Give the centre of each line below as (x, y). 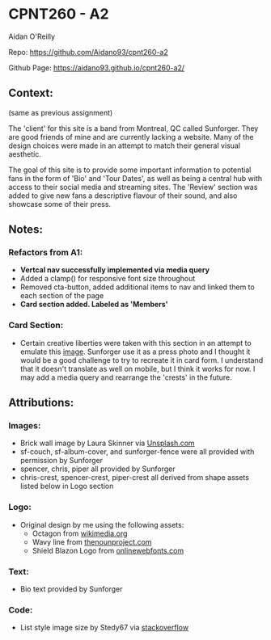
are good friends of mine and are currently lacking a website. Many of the (131, 137)
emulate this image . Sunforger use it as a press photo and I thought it (135, 352)
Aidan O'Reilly (32, 36)
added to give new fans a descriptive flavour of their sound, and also (123, 196)
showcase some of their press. (60, 204)
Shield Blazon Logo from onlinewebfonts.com (108, 550)
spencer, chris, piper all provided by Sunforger (97, 469)
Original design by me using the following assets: (102, 524)
